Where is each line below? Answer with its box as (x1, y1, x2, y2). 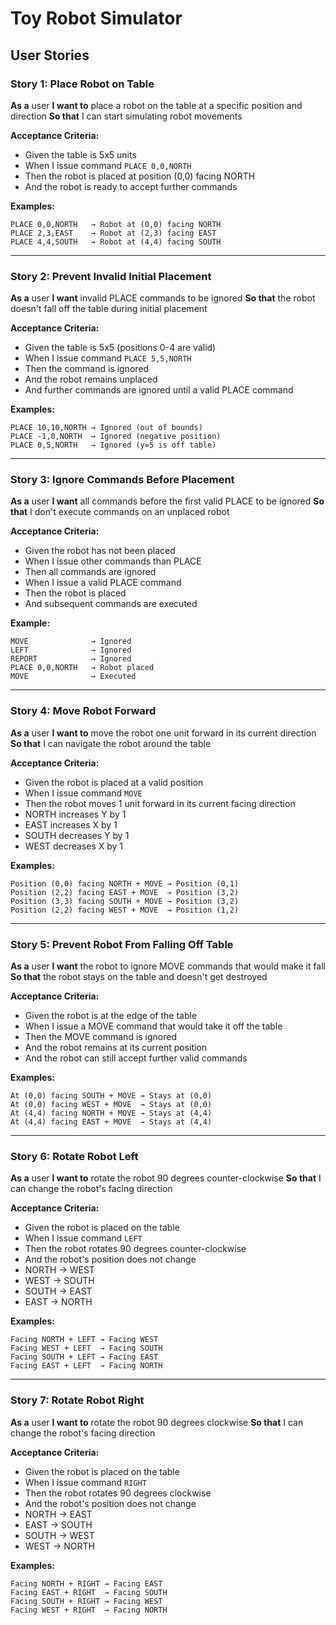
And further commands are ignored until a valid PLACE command (24, 384, 294, 396)
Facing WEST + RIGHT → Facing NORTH (10, 1605, 168, 1615)
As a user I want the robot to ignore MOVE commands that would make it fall (10, 960, 327, 972)
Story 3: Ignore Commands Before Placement (10, 473, 235, 487)
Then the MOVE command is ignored (24, 1031, 178, 1043)
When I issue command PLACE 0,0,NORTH (24, 159, 192, 171)
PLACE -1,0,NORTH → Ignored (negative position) (10, 432, 222, 442)
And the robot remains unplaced (24, 373, 158, 386)
